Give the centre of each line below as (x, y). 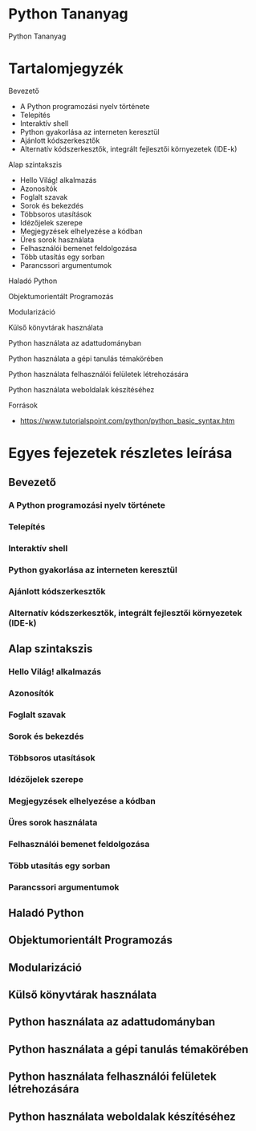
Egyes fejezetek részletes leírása (120, 453)
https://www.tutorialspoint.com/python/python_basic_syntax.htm (127, 420)
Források (23, 405)
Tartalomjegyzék (66, 69)
